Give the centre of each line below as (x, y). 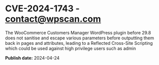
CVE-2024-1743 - (43, 9)
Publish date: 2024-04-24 (32, 58)
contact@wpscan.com (53, 19)
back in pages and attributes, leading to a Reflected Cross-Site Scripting (79, 43)
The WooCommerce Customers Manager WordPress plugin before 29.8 (78, 32)
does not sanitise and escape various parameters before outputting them (80, 38)
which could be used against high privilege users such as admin (71, 48)
